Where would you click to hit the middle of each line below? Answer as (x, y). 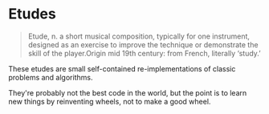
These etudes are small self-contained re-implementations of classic (122, 68)
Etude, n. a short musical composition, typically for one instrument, (139, 36)
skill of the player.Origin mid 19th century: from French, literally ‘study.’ (144, 53)
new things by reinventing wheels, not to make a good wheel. (110, 101)
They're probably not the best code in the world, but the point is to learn (128, 92)
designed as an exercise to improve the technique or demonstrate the (143, 44)
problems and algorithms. (51, 77)
